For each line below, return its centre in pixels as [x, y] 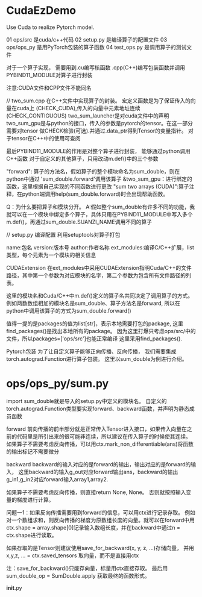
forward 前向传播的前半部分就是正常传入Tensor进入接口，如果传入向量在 [96, 429]
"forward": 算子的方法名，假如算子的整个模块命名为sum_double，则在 [93, 171]
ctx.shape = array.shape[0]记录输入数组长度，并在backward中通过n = [93, 527]
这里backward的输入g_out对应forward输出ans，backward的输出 [98, 472]
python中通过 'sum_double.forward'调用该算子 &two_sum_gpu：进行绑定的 [99, 179]
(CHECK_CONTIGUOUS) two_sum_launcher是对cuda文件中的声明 [88, 116]
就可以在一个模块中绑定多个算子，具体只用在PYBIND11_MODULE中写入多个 [99, 214]
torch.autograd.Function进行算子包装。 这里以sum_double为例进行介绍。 [97, 358]
